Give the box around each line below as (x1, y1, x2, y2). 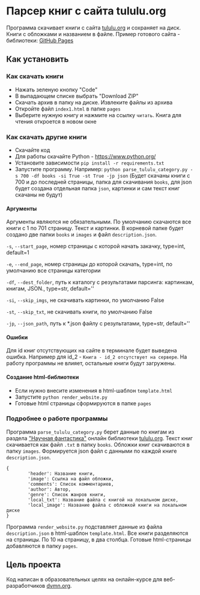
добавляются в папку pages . (6, 542, 78, 549)
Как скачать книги (6, 72, 64, 80)
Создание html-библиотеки (6, 373, 79, 381)
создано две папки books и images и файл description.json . (6, 231, 157, 238)
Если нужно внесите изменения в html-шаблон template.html (14, 387, 173, 394)
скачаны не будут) (14, 191, 63, 198)
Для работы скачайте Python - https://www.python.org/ (14, 153, 156, 160)
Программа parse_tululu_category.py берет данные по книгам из (6, 428, 174, 435)
